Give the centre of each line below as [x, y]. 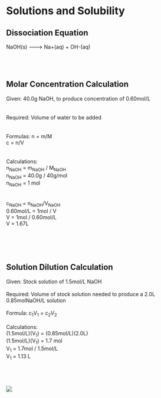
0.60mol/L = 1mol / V [32, 211]
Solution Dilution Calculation [60, 267]
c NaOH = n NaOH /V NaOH [33, 204]
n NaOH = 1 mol [23, 184]
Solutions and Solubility [65, 11]
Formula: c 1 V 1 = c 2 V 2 [32, 313]
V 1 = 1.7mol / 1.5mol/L [32, 349]
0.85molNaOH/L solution [36, 300]
